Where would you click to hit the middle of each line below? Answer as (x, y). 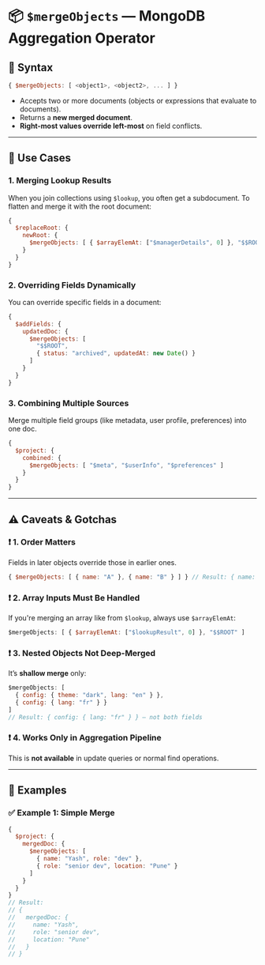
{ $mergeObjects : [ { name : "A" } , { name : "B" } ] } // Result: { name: (132, 577)
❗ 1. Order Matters (42, 542)
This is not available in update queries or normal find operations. (114, 758)
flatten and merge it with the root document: (80, 206)
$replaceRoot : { (42, 228)
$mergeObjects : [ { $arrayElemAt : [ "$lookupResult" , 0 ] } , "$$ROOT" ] (127, 633)
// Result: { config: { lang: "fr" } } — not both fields (105, 717)
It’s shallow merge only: (47, 673)
